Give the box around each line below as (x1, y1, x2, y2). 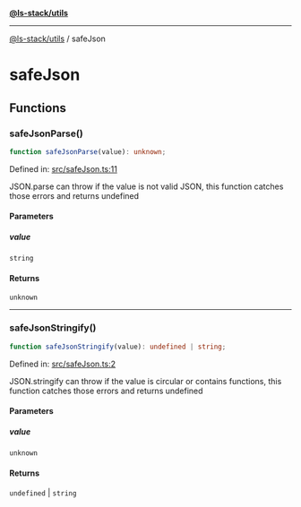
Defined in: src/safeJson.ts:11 (9, 163, 118, 174)
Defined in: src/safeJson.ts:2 (9, 358, 116, 369)
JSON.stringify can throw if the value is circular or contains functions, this (9, 375, 282, 386)
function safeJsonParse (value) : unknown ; (9, 147, 167, 156)
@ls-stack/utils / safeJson (9, 33, 106, 44)
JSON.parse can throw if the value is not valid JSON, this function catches (9, 181, 284, 192)
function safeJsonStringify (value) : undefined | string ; (9, 342, 227, 351)
